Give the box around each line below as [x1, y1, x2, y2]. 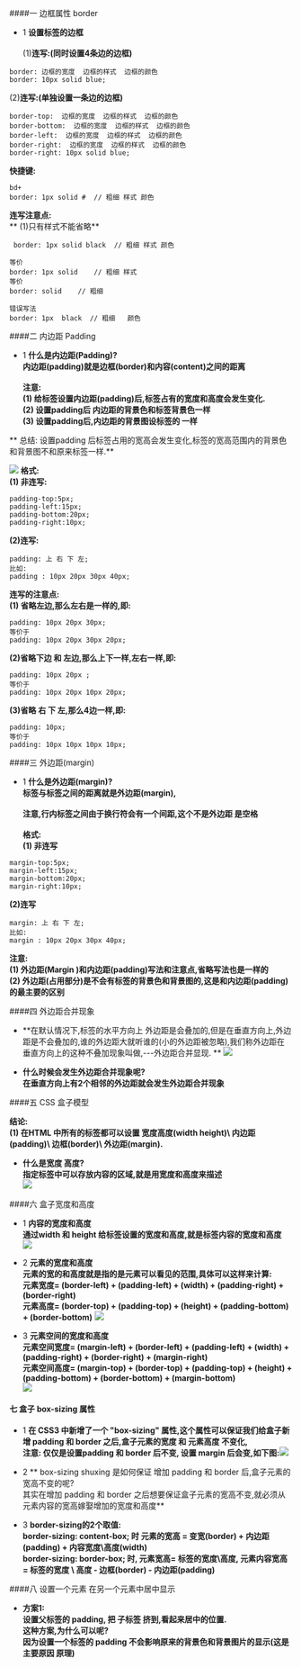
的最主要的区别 [9, 987, 65, 997]
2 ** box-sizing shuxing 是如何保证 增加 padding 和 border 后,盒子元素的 [22, 1466, 291, 1478]
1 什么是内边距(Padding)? [22, 350, 118, 360]
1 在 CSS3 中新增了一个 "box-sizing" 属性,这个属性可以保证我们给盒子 [22, 1425, 283, 1436]
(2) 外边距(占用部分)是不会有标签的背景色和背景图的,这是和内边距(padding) [9, 976, 289, 986]
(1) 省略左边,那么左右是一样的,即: [9, 600, 131, 610]
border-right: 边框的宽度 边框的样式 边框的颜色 [9, 140, 187, 149]
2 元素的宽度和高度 [22, 1257, 93, 1267]
